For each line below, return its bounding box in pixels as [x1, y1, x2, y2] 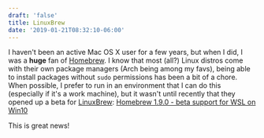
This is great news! [8, 121, 70, 130]
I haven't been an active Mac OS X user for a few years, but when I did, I [8, 48, 243, 57]
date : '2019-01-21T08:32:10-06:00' [8, 26, 125, 34]
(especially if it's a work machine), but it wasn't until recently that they [8, 89, 236, 99]
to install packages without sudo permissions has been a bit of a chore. [8, 72, 238, 82]
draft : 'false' [8, 11, 58, 20]
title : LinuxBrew [8, 19, 65, 27]
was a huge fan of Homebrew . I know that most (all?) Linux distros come [8, 56, 244, 65]
